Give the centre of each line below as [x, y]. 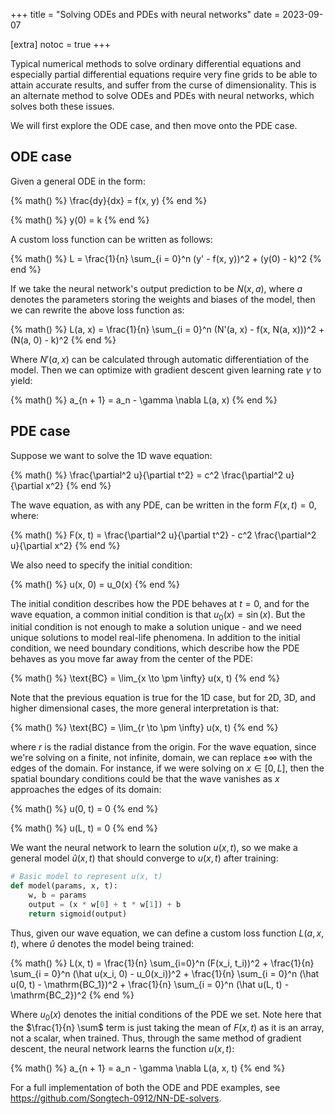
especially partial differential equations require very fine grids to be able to [164, 74]
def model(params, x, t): [64, 886]
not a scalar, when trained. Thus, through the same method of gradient [156, 1038]
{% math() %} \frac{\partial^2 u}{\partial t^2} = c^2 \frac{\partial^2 [147, 475]
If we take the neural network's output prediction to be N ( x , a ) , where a [156, 288]
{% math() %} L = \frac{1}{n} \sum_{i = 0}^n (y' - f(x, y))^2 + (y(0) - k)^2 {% [166, 258]
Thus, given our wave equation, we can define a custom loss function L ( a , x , [167, 933]
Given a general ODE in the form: [78, 181]
